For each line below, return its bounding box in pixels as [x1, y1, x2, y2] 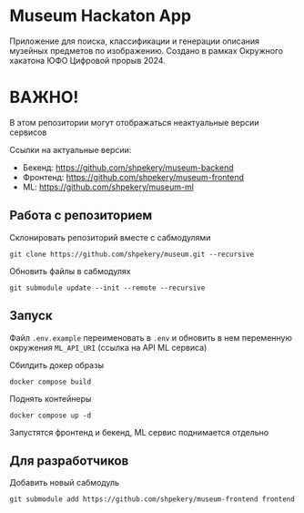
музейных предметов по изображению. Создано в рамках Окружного [9, 45, 284, 56]
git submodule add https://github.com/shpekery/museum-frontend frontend [9, 495, 296, 504]
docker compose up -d [9, 411, 92, 420]
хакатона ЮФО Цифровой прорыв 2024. [9, 55, 166, 66]
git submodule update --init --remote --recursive [9, 283, 206, 292]
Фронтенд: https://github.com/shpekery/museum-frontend [22, 171, 244, 182]
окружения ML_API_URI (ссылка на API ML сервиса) [9, 342, 208, 353]
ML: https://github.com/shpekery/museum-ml [22, 181, 194, 192]
